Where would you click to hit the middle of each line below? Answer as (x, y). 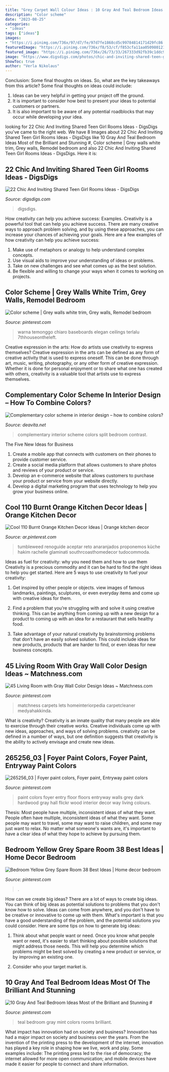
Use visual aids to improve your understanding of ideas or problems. (83, 260)
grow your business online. (40, 491)
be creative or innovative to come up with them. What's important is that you (84, 915)
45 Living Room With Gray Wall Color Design (76, 666)
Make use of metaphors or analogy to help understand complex (78, 249)
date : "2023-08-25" (26, 19)
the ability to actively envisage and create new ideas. (60, 742)
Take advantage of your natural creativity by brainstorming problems (83, 634)
